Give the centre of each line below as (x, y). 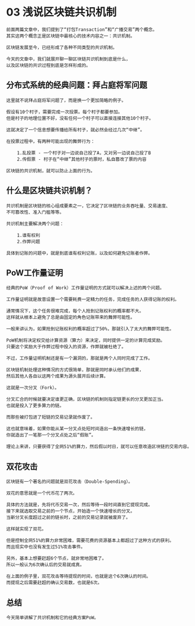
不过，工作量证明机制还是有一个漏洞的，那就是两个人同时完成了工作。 (80, 358)
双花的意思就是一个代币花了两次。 (42, 493)
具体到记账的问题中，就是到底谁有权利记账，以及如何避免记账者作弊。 (80, 253)
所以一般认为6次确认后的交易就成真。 (45, 565)
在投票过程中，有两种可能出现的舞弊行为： (51, 141)
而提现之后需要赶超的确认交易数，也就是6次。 (54, 583)
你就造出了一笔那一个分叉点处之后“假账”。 (51, 435)
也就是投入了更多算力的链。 (35, 406)
